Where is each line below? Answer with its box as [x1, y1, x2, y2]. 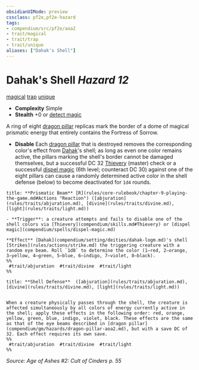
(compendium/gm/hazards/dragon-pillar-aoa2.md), [6, 326, 129, 332]
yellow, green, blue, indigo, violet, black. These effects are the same [6, 315, 194, 321]
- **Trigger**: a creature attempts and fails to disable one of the [6, 216, 183, 222]
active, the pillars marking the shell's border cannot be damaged [14, 153, 174, 160]
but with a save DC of [131, 326, 188, 332]
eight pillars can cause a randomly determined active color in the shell [14, 172, 188, 179]
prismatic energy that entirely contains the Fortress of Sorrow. [6, 129, 159, 136]
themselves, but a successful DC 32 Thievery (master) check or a [14, 159, 176, 166]
